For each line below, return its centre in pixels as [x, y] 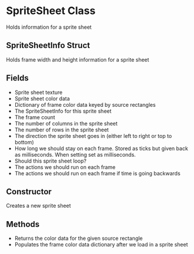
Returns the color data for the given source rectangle [79, 238]
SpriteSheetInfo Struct [48, 45]
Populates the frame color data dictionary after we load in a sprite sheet [101, 245]
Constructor [29, 192]
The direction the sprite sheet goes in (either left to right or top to [93, 136]
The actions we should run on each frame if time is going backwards [97, 173]
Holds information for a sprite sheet [49, 27]
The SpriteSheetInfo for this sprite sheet [63, 111]
